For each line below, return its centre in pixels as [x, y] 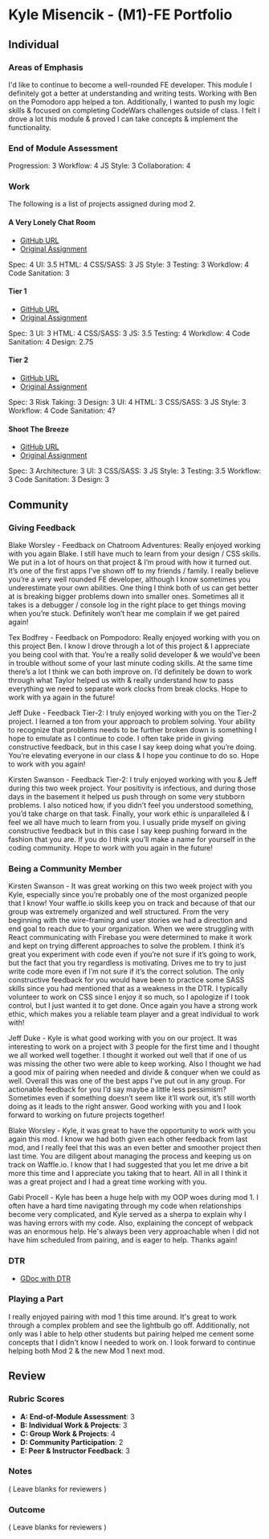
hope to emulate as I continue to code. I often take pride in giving [116, 738]
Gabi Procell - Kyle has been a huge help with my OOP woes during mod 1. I [133, 1198]
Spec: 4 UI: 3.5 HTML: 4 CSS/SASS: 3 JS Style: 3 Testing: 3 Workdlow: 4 [129, 264]
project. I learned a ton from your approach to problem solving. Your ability [132, 721]
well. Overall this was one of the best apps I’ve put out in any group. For [127, 1081]
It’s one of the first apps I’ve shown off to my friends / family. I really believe [134, 570]
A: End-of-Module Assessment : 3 [77, 1416]
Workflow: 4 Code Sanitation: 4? [62, 410]
